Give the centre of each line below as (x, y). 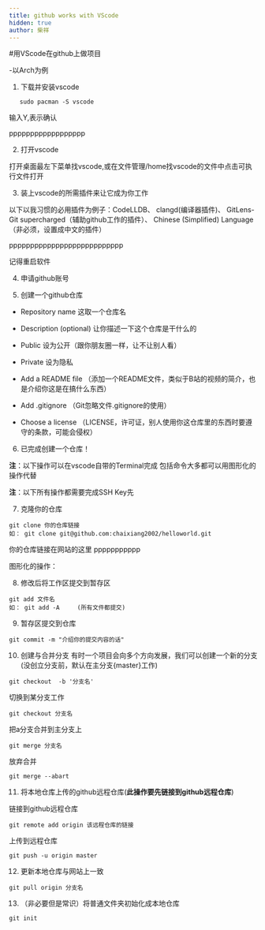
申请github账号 (45, 278)
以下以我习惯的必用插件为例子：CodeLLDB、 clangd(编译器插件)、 (117, 210)
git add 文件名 (32, 599)
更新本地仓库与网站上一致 (62, 872)
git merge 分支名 (35, 746)
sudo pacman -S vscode (56, 102)
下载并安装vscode (50, 87)
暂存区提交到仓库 (48, 623)
